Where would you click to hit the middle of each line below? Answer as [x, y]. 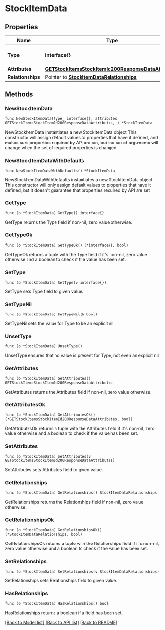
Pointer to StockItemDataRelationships [91, 77]
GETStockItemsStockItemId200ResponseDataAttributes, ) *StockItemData [79, 123]
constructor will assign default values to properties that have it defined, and [82, 137]
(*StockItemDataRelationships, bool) [44, 534]
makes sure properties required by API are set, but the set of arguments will [82, 143]
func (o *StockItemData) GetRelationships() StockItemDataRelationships [81, 493]
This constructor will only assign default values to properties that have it [78, 185]
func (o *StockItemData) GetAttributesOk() [50, 415]
